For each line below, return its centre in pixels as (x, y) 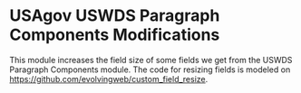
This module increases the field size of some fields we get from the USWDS (151, 60)
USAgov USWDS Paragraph (115, 16)
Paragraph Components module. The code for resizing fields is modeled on (150, 70)
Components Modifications (115, 35)
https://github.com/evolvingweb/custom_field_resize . (109, 79)
